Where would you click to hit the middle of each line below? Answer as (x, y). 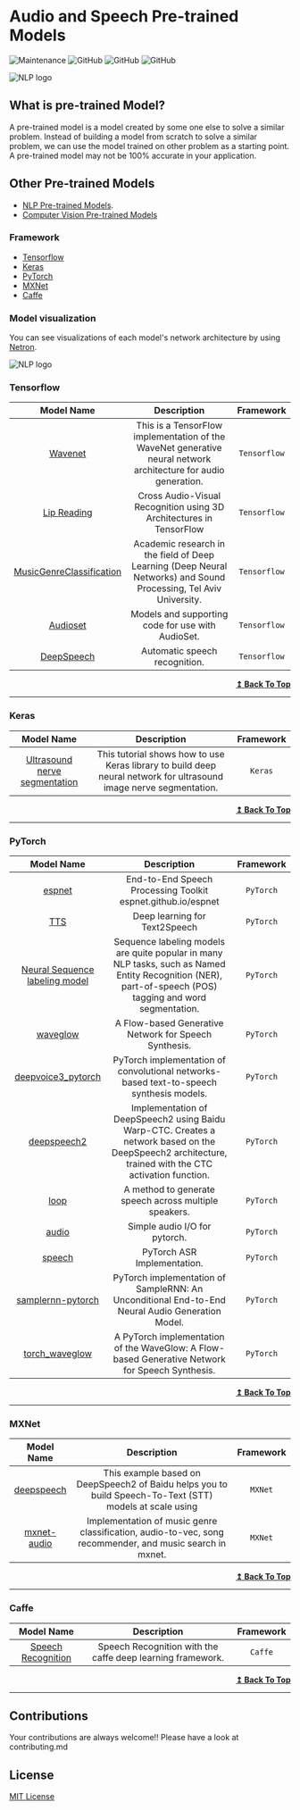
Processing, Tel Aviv (179, 588)
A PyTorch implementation (169, 1337)
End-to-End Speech (170, 880)
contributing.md (39, 1747)
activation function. (169, 1175)
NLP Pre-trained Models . (68, 205)
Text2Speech (170, 928)
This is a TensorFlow (179, 426)
